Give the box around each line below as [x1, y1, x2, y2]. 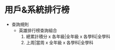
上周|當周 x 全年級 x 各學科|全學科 [26, 39, 94, 45]
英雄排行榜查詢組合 [18, 27, 57, 33]
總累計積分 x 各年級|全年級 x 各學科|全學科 [26, 33, 111, 39]
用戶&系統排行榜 [4, 4, 70, 16]
